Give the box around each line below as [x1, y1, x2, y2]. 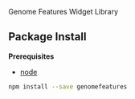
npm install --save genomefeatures [8, 82, 128, 91]
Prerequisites [8, 52, 55, 61]
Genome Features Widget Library [8, 7, 119, 16]
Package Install [8, 30, 87, 43]
